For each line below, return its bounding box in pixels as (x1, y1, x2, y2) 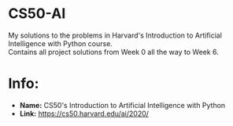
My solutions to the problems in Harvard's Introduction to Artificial (8, 31, 223, 40)
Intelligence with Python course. (8, 38, 113, 48)
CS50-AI (8, 5, 66, 23)
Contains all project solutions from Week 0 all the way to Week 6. (8, 47, 219, 56)
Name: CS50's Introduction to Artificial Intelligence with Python (19, 100, 226, 110)
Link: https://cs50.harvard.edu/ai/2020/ (19, 109, 150, 118)
